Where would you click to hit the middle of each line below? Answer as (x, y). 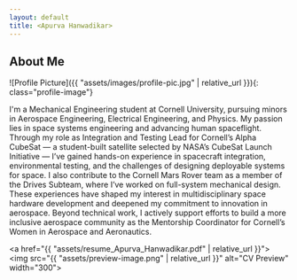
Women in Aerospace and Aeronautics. (81, 232)
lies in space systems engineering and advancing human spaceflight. (136, 128)
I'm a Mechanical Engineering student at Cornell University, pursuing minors (148, 109)
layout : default (39, 17)
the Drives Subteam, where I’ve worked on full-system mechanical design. (145, 185)
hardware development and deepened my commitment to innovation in (138, 204)
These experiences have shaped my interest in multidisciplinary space (137, 194)
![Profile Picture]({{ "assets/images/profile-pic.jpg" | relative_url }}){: (134, 83)
